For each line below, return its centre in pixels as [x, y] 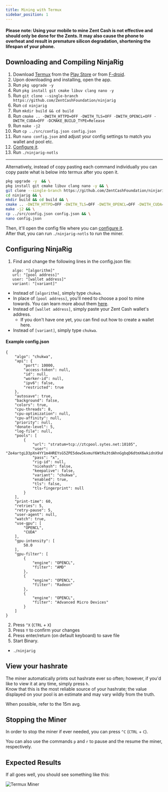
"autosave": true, [34, 396]
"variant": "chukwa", [55, 475]
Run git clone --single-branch [46, 95]
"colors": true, [32, 405]
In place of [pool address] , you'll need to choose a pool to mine [79, 298]
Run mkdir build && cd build [43, 110]
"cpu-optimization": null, [43, 414]
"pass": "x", [46, 457]
